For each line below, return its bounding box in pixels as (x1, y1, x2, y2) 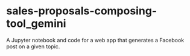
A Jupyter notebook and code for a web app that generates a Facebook (6, 36, 185, 43)
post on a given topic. (6, 43, 60, 50)
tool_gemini (6, 17, 66, 30)
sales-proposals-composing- (6, 4, 157, 18)
